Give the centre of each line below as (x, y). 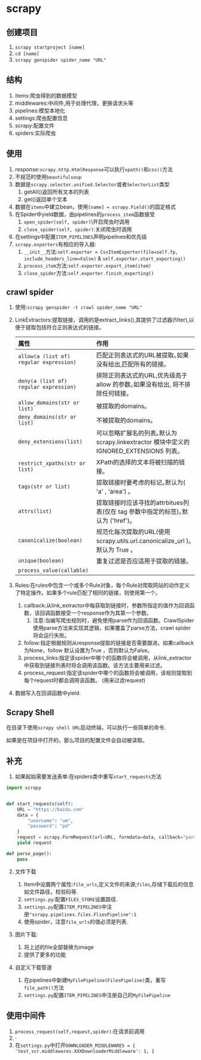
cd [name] (27, 54)
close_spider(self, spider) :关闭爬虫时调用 (78, 229)
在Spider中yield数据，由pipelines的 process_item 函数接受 (85, 214)
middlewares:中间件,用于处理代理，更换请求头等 (74, 103)
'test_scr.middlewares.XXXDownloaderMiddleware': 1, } (85, 1051)
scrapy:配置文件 (35, 125)
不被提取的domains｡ (125, 420)
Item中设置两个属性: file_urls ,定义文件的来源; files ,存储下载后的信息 (109, 884)
